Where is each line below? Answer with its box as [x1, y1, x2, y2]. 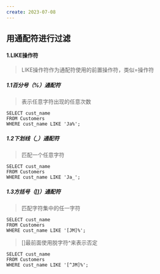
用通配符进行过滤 [6, 33, 71, 44]
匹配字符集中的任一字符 [21, 205, 81, 212]
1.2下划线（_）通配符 [6, 134, 60, 142]
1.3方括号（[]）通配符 [6, 188, 61, 195]
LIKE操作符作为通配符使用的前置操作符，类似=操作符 [21, 66, 155, 74]
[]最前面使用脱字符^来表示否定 [21, 239, 98, 246]
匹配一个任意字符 [21, 151, 65, 159]
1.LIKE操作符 [6, 51, 38, 59]
